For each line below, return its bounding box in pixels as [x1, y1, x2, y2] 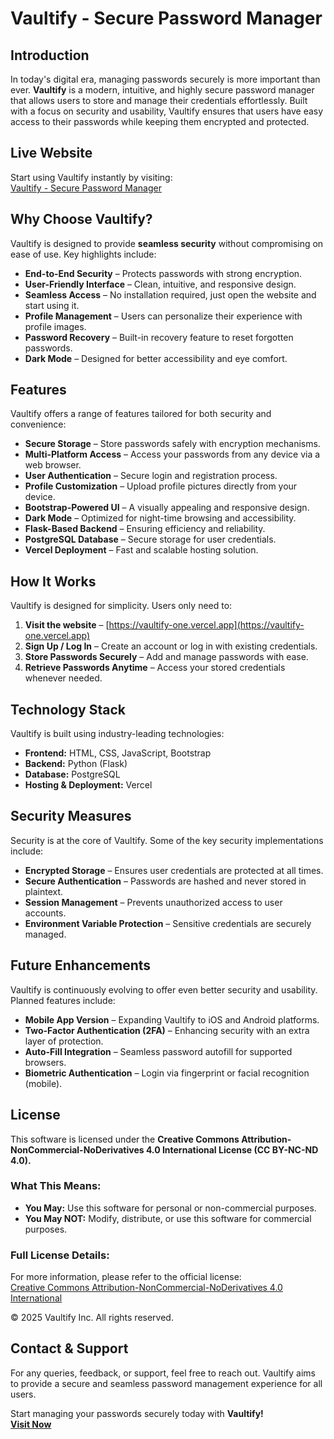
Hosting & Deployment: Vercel [24, 779, 153, 791]
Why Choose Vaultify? [10, 211, 153, 228]
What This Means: [10, 1179, 102, 1193]
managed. [24, 928, 67, 940]
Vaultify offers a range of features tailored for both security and [10, 408, 272, 420]
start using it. [24, 299, 80, 311]
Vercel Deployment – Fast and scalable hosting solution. [24, 544, 259, 556]
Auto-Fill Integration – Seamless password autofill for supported [24, 1045, 293, 1057]
